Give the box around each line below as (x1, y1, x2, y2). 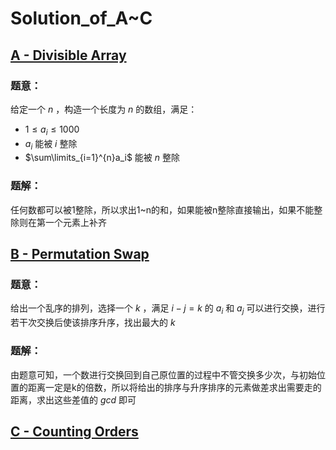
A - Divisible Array (10, 47, 127, 64)
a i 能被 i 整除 (24, 137, 78, 152)
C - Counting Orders (10, 423, 139, 440)
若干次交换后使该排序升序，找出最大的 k (10, 317, 176, 329)
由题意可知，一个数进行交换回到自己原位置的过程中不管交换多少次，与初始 (10, 368, 317, 381)
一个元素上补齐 (44, 216, 107, 228)
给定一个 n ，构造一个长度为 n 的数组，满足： (10, 103, 198, 115)
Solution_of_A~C (10, 7, 153, 30)
